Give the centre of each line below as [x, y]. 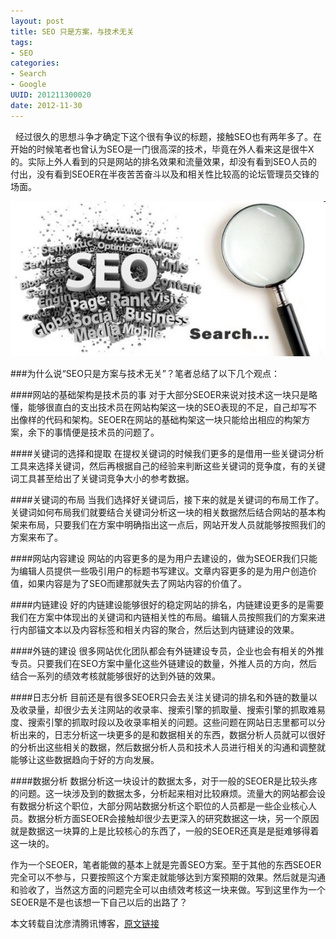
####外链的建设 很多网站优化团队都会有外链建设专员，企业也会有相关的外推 [167, 651]
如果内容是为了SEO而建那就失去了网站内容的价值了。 [137, 584]
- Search [28, 74]
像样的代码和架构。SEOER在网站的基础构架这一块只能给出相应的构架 [160, 420]
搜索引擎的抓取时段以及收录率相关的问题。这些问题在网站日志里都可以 [172, 722]
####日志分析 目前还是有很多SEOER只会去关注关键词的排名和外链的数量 [159, 697]
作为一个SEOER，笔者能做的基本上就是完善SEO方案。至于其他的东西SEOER [166, 865]
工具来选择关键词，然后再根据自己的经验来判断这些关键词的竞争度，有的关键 [168, 466]
